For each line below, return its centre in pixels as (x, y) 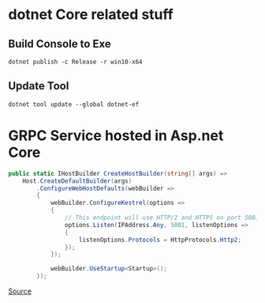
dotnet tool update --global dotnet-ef (74, 104)
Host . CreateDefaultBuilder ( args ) (77, 181)
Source (20, 291)
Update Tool (39, 86)
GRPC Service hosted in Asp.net (116, 135)
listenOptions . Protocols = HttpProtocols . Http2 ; (160, 240)
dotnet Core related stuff (91, 15)
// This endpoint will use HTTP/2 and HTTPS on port (153, 218)
